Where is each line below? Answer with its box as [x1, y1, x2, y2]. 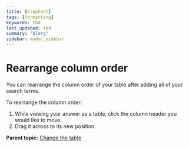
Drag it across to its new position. [14, 122, 96, 130]
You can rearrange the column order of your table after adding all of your [6, 81, 183, 88]
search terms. [6, 87, 40, 94]
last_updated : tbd [6, 25, 51, 31]
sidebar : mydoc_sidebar [6, 36, 65, 42]
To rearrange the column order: [6, 99, 82, 106]
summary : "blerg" [6, 31, 49, 37]
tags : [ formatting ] [6, 14, 54, 20]
